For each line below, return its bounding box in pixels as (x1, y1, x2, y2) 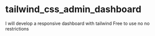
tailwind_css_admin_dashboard (5, 4, 141, 15)
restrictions (5, 25, 29, 31)
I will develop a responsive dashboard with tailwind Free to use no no (5, 20, 150, 26)
